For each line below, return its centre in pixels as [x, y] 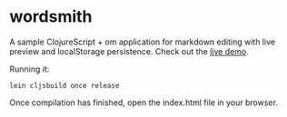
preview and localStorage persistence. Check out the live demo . [129, 51]
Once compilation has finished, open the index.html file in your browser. [144, 102]
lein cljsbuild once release [64, 85]
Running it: [30, 69]
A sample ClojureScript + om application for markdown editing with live [142, 42]
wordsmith [51, 17]
